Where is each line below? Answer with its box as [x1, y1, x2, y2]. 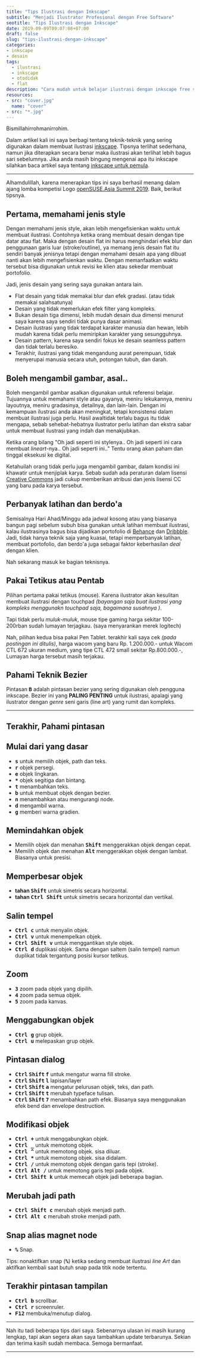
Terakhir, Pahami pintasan [6, 721, 105, 731]
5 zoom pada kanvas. [14, 997, 68, 1005]
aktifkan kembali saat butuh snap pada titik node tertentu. [6, 1264, 148, 1271]
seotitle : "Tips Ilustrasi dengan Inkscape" [6, 20, 118, 26]
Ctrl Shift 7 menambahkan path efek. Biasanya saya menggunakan [14, 1096, 186, 1103]
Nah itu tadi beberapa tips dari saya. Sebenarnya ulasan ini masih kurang [6, 1326, 186, 1334]
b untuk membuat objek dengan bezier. [14, 789, 111, 796]
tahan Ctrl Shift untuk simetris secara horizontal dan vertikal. [14, 894, 174, 901]
